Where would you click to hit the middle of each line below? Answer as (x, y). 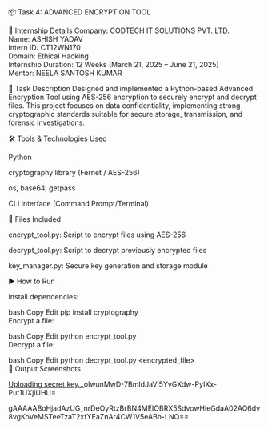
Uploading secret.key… (46, 384)
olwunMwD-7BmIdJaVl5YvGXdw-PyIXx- (150, 384)
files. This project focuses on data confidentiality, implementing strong (124, 106)
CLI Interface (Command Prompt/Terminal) (79, 204)
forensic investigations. (47, 122)
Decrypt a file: (32, 345)
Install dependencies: (44, 297)
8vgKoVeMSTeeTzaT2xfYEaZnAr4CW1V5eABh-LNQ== (99, 417)
